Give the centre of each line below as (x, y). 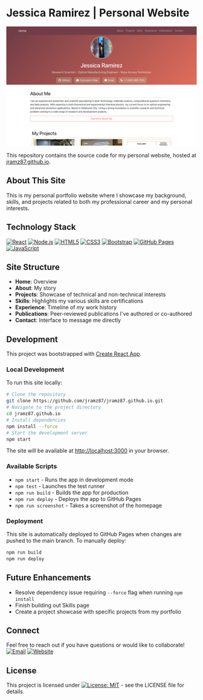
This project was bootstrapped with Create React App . (74, 354)
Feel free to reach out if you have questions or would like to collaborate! (96, 645)
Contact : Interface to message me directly (68, 320)
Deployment (25, 521)
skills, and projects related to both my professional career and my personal (99, 201)
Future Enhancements (49, 578)
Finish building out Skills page (52, 605)
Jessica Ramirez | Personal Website (98, 13)
